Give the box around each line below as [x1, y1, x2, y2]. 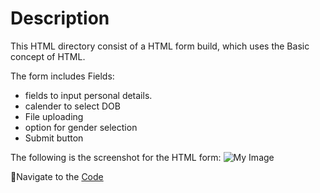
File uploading [24, 110, 84, 122]
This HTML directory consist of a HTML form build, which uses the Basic [10, 40, 310, 52]
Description [10, 7, 110, 30]
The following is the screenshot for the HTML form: [10, 151, 222, 163]
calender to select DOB [24, 100, 121, 112]
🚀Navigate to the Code [10, 170, 104, 182]
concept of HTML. [10, 50, 86, 62]
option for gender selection [24, 121, 138, 133]
